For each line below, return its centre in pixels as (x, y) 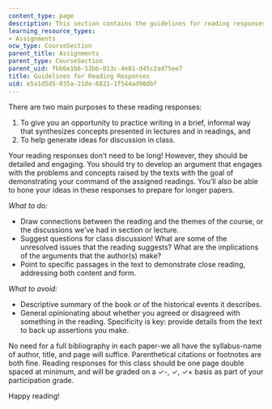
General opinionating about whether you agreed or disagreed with (130, 313)
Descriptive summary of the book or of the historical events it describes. (141, 304)
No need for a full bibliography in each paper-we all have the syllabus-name (135, 346)
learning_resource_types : (52, 31)
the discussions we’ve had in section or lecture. (100, 230)
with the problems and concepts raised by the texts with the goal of (121, 173)
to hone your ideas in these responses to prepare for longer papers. (121, 190)
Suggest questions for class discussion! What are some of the (123, 238)
